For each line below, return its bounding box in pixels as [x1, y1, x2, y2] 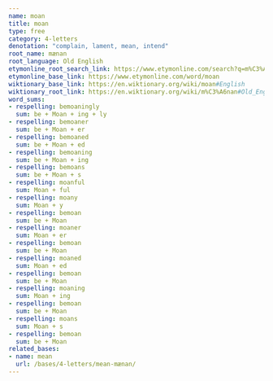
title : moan [8, 20, 49, 28]
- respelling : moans [8, 314, 79, 322]
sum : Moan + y [15, 201, 63, 209]
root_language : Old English [8, 58, 104, 66]
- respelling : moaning [8, 284, 85, 293]
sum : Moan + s [15, 322, 63, 331]
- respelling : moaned [8, 254, 82, 262]
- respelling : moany [8, 193, 79, 202]
